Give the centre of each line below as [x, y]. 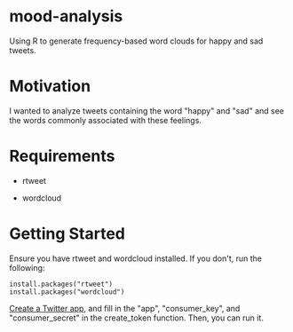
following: [27, 267]
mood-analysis [66, 16]
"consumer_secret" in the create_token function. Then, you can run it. [137, 318]
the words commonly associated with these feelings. [106, 120]
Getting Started [67, 233]
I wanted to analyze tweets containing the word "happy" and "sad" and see [146, 111]
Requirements [62, 156]
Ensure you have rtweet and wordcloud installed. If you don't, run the [135, 258]
